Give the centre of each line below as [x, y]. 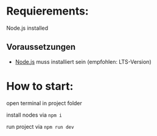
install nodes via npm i [34, 115]
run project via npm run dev [40, 126]
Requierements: [48, 11]
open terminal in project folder [44, 103]
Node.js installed [27, 28]
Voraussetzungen [41, 47]
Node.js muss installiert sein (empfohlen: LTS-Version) [83, 61]
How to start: [40, 86]
